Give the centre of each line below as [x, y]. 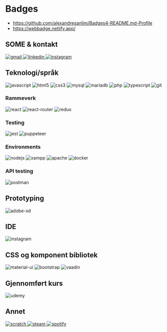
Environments [23, 147]
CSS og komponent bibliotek [52, 255]
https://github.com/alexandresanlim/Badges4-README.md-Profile [82, 23]
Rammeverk [21, 98]
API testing [19, 171]
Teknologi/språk [32, 73]
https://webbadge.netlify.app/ [44, 28]
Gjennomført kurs [34, 283]
